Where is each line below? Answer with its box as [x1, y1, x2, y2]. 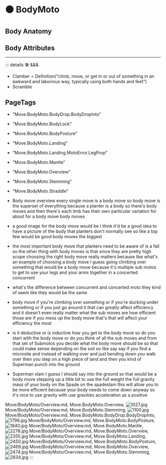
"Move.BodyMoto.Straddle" [12, 188, 69, 194]
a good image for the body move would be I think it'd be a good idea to [12, 223, 157, 229]
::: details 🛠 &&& [5, 62, 39, 68]
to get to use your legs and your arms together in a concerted [12, 269, 138, 275]
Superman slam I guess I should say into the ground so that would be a [12, 371, 157, 377]
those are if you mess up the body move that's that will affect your [12, 315, 147, 321]
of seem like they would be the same [12, 290, 87, 296]
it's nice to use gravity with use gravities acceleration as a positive [12, 392, 148, 398]
